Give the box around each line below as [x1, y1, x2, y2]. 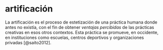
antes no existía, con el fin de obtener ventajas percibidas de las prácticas [5, 24, 154, 30]
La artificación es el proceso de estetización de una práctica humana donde [5, 19, 158, 25]
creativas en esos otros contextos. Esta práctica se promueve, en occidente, [5, 29, 159, 35]
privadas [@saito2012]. [5, 39, 52, 45]
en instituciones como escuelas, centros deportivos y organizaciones [5, 35, 145, 40]
